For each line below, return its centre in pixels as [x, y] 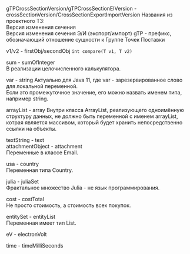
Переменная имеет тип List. [41, 223]
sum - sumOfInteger [31, 62]
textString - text [25, 140]
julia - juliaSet [23, 182]
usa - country [23, 164]
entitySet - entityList [31, 217]
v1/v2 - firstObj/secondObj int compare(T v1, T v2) [69, 51]
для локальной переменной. [42, 86]
